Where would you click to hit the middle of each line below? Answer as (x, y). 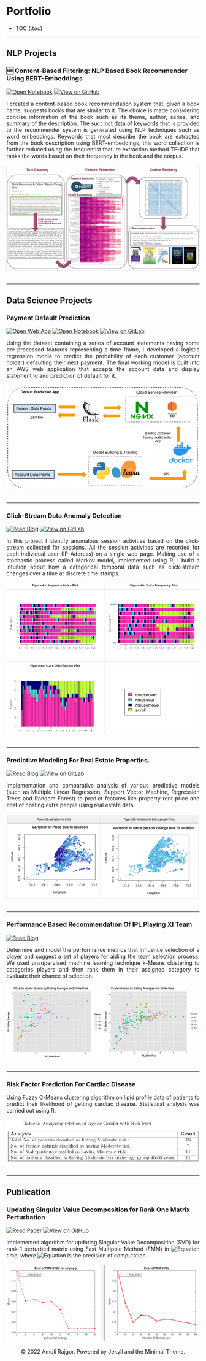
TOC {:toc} (29, 28)
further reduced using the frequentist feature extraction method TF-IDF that (103, 149)
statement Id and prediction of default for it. (61, 375)
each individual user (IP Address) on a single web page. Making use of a (103, 554)
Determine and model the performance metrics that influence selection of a (103, 949)
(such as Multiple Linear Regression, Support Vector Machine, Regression (103, 792)
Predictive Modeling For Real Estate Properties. (78, 760)
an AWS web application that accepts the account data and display (103, 369)
